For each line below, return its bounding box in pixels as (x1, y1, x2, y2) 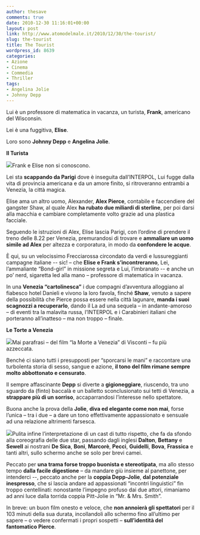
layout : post (6, 25, 39, 32)
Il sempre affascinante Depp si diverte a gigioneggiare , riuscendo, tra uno (6, 380, 189, 388)
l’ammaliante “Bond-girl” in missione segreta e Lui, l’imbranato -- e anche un (6, 265, 194, 272)
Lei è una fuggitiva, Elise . (6, 126, 69, 133)
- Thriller (6, 75, 33, 81)
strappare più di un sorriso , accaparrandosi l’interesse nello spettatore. (6, 393, 183, 401)
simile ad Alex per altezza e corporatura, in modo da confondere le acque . (6, 241, 191, 248)
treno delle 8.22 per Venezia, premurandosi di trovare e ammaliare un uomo (6, 234, 194, 242)
